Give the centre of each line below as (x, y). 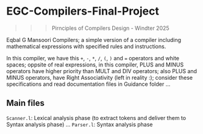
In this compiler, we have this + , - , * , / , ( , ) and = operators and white (93, 58)
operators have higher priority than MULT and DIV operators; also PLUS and (101, 71)
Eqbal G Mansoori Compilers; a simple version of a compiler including (94, 40)
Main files (25, 103)
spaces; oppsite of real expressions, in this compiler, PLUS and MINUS (95, 65)
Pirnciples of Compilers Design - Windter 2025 (110, 28)
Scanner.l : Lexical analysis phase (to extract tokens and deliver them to (96, 118)
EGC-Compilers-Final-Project (83, 11)
